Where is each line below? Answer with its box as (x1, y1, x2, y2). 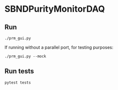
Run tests (4, 67, 34, 75)
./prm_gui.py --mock (4, 54, 47, 59)
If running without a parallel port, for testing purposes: (4, 45, 114, 50)
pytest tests (4, 80, 31, 85)
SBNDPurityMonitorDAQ (4, 3, 105, 15)
